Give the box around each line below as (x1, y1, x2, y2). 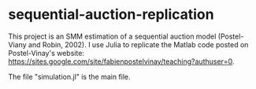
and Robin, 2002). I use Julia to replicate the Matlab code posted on (28, 39, 249, 49)
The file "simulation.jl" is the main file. (8, 72, 132, 81)
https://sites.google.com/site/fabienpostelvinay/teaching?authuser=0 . (8, 57, 235, 66)
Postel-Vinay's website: (8, 48, 85, 57)
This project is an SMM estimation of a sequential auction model (8, 32, 217, 41)
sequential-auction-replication (8, 6, 214, 24)
